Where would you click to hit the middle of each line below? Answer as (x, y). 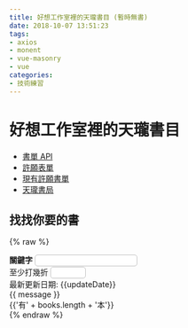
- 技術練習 (27, 83)
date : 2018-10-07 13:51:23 (59, 26)
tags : (19, 34)
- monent (25, 51)
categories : (31, 75)
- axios (23, 42)
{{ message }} (35, 294)
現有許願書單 (45, 178)
